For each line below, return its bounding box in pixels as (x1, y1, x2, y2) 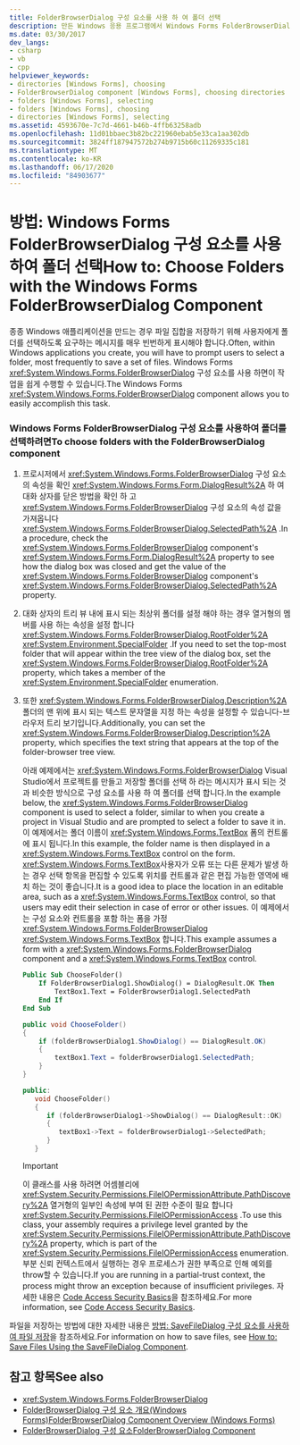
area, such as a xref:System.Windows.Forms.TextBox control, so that (21, 891, 276, 903)
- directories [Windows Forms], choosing (9, 80, 166, 88)
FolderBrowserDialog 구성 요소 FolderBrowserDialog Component (21, 1424, 256, 1435)
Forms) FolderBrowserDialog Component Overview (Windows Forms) (21, 1414, 276, 1425)
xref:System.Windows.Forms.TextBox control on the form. (21, 848, 236, 859)
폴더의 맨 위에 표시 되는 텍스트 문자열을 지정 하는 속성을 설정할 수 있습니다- (21, 707, 283, 718)
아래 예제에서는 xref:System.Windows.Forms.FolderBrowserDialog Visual (21, 765, 287, 776)
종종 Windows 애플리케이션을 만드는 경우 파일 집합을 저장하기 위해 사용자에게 (9, 326, 279, 337)
